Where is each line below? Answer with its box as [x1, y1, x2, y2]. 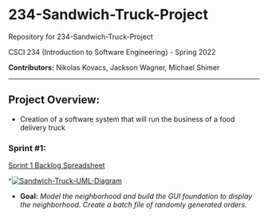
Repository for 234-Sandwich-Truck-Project [8, 32, 153, 41]
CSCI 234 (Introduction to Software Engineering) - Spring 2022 [8, 47, 216, 56]
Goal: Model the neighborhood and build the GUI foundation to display [19, 192, 253, 201]
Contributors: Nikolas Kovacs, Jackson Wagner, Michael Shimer [8, 62, 220, 72]
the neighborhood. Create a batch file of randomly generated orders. [19, 200, 247, 210]
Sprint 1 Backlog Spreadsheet [8, 161, 105, 170]
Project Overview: [8, 93, 100, 107]
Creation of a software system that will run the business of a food [19, 114, 235, 124]
